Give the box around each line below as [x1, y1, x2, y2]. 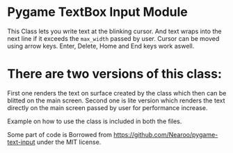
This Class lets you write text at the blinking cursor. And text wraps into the [7, 27, 222, 35]
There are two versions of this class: [7, 66, 223, 82]
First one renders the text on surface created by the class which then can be [7, 89, 227, 97]
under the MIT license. [36, 138, 102, 146]
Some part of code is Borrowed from [7, 130, 113, 138]
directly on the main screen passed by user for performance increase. [7, 103, 208, 111]
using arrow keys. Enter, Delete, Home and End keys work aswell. [7, 42, 195, 50]
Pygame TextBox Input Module [7, 4, 188, 20]
